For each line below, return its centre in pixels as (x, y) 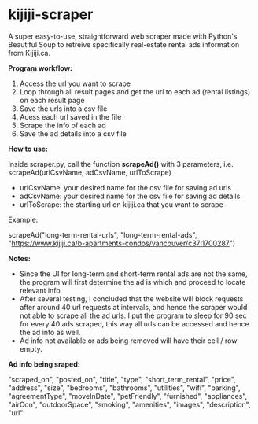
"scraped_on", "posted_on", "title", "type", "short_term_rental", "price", (122, 379)
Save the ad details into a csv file (73, 133)
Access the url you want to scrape (75, 83)
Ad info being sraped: (44, 364)
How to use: (28, 149)
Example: (23, 219)
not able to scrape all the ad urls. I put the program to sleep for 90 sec (133, 315)
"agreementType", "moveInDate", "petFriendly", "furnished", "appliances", (128, 396)
